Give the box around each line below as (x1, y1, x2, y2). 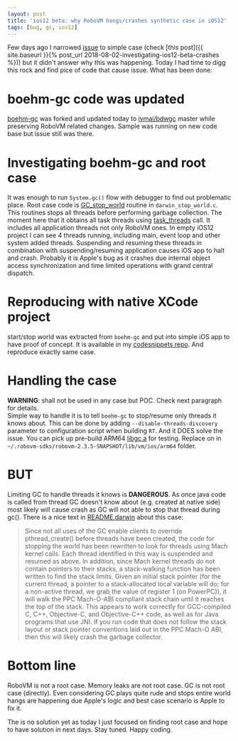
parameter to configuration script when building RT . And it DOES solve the (7, 427, 224, 435)
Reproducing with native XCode (7, 294, 199, 310)
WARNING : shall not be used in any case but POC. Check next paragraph (7, 396, 222, 405)
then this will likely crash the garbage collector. (24, 633, 163, 641)
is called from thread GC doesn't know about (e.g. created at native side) (7, 498, 221, 507)
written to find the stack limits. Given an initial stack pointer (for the (24, 572, 222, 581)
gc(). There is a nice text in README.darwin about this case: (7, 513, 183, 522)
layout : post (7, 10, 46, 18)
